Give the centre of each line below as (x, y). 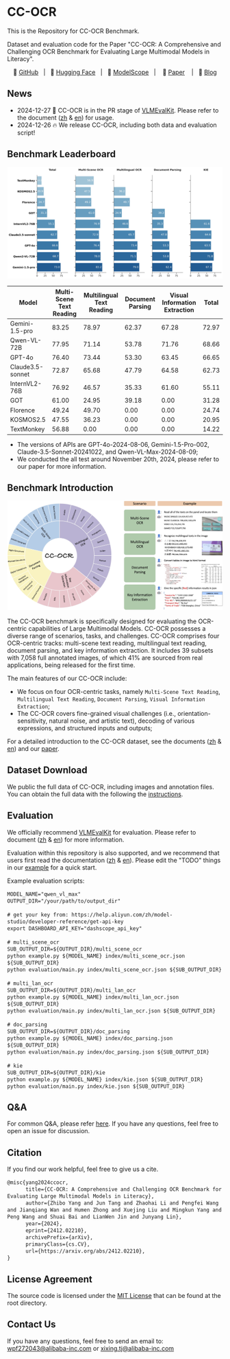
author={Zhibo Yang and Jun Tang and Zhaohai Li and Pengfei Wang (122, 1203)
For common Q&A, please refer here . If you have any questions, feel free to (113, 1124)
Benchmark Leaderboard (62, 154)
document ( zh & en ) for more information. (66, 839)
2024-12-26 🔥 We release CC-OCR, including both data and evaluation (117, 125)
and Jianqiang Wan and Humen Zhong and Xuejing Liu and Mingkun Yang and (115, 1210)
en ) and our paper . (33, 748)
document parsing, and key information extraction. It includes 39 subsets (110, 650)
